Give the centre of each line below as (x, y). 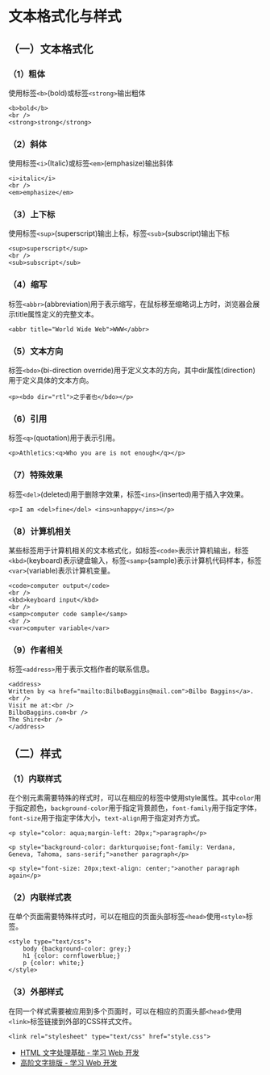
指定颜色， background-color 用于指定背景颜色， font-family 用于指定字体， (138, 808)
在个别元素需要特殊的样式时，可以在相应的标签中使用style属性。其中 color (131, 797)
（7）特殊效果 (35, 475)
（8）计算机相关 (40, 531)
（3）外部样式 (36, 992)
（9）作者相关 (36, 649)
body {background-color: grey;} (77, 949)
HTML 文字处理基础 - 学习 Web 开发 (79, 1052)
